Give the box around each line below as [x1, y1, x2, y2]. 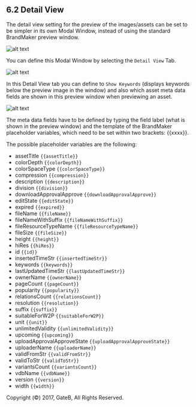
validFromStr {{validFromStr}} [14, 350, 91, 357]
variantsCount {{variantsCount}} [14, 363, 97, 370]
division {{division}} [14, 184, 68, 191]
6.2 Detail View [6, 5, 64, 15]
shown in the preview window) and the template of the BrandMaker [6, 123, 173, 130]
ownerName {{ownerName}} [14, 274, 82, 281]
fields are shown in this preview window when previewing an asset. [6, 93, 173, 100]
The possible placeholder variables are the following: [6, 141, 137, 148]
